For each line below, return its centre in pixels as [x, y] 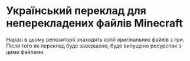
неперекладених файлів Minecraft [94, 23]
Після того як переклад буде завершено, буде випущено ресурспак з [94, 46]
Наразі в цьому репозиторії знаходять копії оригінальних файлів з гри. [95, 39]
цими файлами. [26, 52]
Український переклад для [76, 11]
